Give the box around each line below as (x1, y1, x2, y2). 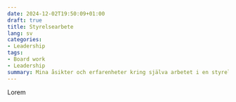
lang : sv (7, 29, 33, 37)
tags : (7, 50, 23, 57)
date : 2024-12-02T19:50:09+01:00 (7, 10, 105, 17)
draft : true (7, 17, 42, 24)
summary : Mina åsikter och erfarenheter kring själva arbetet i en (7, 68, 209, 75)
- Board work (7, 56, 46, 63)
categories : (7, 36, 42, 43)
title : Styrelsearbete (7, 23, 74, 30)
